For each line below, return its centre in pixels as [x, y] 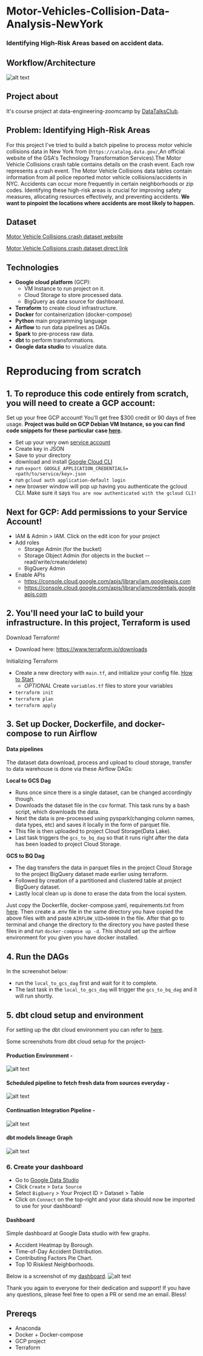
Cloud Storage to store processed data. [73, 295]
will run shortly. [34, 996]
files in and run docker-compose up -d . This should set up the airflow [91, 931]
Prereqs [22, 1313]
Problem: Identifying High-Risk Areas [78, 130]
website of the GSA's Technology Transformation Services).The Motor [94, 158]
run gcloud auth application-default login [70, 480]
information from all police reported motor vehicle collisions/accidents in [97, 177]
